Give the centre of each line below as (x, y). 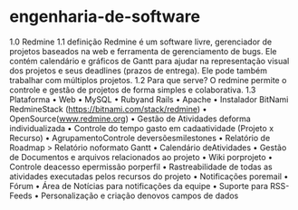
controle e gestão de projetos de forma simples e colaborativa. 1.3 (133, 90)
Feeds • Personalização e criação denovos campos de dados (124, 196)
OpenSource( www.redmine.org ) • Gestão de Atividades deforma (130, 119)
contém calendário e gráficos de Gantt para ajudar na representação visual (149, 61)
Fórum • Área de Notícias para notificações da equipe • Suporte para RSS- (149, 186)
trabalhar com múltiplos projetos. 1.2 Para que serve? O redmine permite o (148, 80)
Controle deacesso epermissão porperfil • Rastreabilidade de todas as (141, 167)
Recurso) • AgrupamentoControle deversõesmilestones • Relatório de (140, 138)
